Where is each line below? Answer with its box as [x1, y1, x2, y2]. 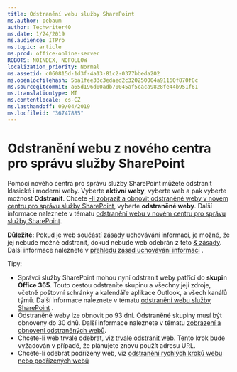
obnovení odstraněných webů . [17, 326, 107, 334]
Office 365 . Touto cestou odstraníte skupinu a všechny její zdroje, [17, 280, 211, 289]
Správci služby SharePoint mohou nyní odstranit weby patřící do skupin [17, 273, 227, 282]
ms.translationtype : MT [7, 90, 78, 97]
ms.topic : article [7, 43, 62, 51]
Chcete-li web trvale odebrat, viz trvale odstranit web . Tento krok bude [17, 334, 226, 342]
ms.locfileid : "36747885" [7, 110, 84, 117]
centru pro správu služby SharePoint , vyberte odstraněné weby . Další [7, 201, 213, 210]
